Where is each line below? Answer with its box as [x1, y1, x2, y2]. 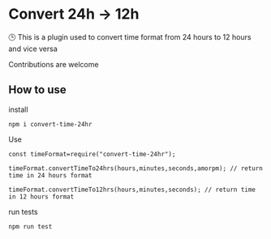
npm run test [8, 222, 53, 231]
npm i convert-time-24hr [8, 120, 92, 128]
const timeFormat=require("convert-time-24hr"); [8, 150, 176, 158]
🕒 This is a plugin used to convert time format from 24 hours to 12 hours [8, 32, 252, 41]
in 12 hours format [8, 192, 75, 201]
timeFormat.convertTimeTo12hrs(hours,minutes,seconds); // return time [8, 186, 256, 194]
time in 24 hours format [8, 171, 92, 179]
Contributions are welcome [8, 59, 99, 69]
